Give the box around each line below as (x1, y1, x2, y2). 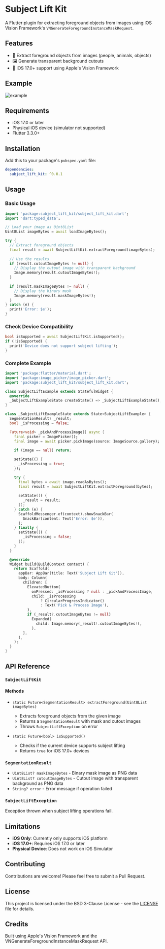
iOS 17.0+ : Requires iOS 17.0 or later (12, 841, 85, 847)
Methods (5, 688, 24, 694)
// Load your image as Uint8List (5, 225, 74, 230)
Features (5, 39, 33, 48)
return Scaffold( (14, 566, 50, 571)
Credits (5, 920, 29, 928)
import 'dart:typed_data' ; (5, 216, 61, 221)
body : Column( (18, 576, 48, 580)
